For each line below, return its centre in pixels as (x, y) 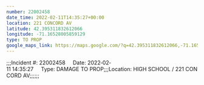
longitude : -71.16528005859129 (46, 34)
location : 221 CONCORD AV (39, 23)
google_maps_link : (29, 46)
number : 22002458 (28, 12)
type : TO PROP (24, 40)
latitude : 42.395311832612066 (45, 29)
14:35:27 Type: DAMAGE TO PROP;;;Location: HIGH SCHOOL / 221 (98, 69)
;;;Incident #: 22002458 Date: (46, 62)
